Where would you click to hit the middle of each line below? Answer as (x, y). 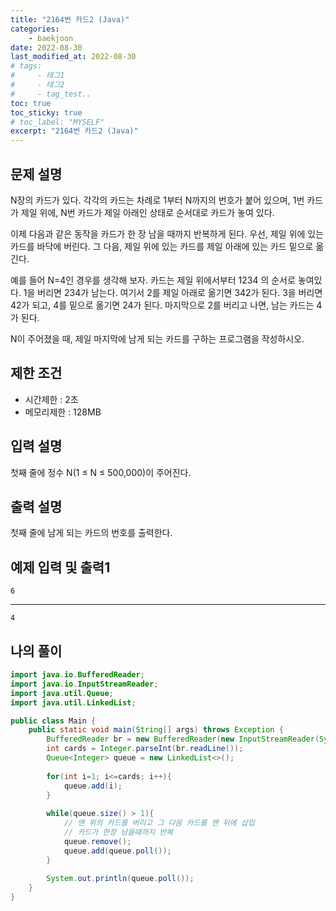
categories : (35, 29)
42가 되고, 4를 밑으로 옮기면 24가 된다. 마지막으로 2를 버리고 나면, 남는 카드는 (162, 305)
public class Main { (53, 721)
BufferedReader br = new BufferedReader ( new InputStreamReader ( (183, 739)
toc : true (31, 103)
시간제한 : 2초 (51, 399)
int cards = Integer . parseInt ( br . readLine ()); (145, 749)
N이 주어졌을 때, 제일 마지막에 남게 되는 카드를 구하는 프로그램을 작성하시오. (157, 338)
